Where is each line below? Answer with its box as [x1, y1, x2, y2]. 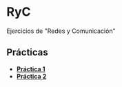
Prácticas [6, 47, 49, 58]
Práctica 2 [16, 72, 47, 80]
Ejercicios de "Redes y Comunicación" [6, 27, 116, 35]
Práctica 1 [16, 64, 45, 73]
